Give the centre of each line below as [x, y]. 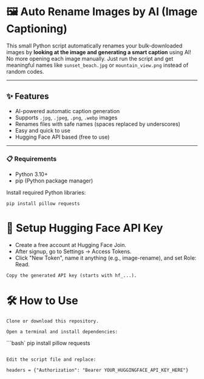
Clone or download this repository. [53, 321]
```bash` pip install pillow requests [48, 343]
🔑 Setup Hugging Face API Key [85, 228]
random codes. [25, 71]
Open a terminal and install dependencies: [62, 332]
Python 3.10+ [32, 175]
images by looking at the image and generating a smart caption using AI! [99, 52]
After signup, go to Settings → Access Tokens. [73, 251]
